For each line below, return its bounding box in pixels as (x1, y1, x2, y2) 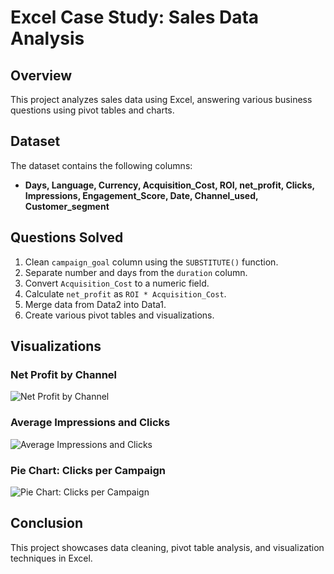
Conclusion (10, 515, 84, 532)
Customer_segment (24, 200, 110, 212)
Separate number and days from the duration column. (24, 266, 248, 278)
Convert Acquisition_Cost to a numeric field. (24, 277, 210, 289)
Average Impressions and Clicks (10, 416, 171, 430)
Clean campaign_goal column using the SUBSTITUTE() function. (24, 256, 279, 268)
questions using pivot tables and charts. (10, 104, 175, 116)
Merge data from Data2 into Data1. (24, 298, 167, 310)
